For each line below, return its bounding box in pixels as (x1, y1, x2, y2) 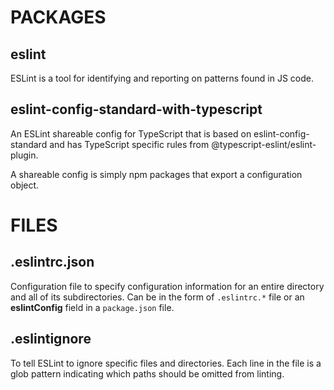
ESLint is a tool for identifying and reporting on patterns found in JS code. (10, 72, 314, 84)
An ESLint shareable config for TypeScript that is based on (10, 127, 252, 140)
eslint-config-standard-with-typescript (10, 101, 263, 118)
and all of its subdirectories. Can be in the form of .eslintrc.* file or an (10, 291, 305, 303)
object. (10, 179, 40, 191)
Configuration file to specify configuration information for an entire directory (10, 280, 325, 292)
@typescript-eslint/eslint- (211, 138, 317, 150)
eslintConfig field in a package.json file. (10, 301, 175, 313)
